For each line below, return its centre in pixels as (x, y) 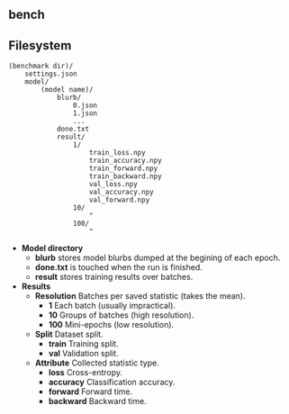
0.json (85, 106)
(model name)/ (67, 90)
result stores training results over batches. (114, 277)
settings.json (51, 74)
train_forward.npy (123, 169)
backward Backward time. (97, 401)
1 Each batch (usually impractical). (112, 306)
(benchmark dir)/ (41, 67)
